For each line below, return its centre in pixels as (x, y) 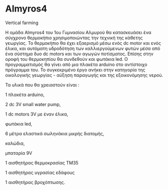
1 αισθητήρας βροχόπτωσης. (35, 182)
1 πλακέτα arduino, (25, 94)
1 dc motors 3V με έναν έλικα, (37, 114)
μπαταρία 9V (19, 153)
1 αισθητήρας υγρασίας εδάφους (40, 172)
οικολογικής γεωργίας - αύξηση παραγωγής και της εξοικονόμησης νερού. (84, 75)
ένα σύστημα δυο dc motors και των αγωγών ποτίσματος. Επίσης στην (79, 54)
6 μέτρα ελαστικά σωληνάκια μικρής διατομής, (55, 133)
